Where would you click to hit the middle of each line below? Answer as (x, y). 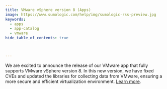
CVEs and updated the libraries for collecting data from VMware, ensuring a (84, 76)
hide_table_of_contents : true (37, 38)
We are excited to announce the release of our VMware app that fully (77, 65)
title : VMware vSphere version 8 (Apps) (48, 10)
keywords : (16, 19)
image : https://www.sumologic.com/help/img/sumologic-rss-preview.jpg (81, 15)
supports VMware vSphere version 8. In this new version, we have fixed (80, 70)
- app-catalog (24, 29)
